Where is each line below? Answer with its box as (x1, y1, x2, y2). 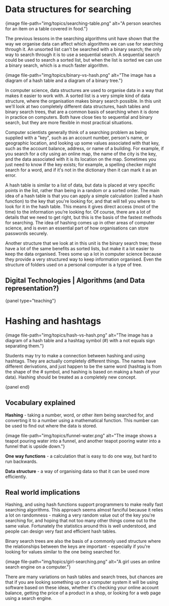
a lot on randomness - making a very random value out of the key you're (5, 512, 155, 519)
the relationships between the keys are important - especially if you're (5, 543, 150, 549)
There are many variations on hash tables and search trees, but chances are (5, 574, 163, 580)
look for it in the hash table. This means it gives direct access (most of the (5, 203, 158, 209)
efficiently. (5, 474, 27, 480)
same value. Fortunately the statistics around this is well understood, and (5, 523, 157, 529)
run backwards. (5, 458, 38, 464)
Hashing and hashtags (5, 315, 102, 327)
